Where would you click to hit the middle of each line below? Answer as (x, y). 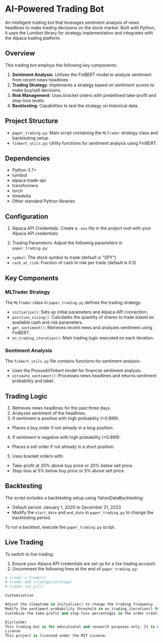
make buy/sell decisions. (37, 90)
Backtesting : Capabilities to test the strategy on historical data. (75, 105)
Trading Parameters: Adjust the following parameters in (67, 243)
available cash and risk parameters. (48, 322)
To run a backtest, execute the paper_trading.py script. (60, 527)
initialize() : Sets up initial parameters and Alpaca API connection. (80, 312)
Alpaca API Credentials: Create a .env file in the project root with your (81, 228)
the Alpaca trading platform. (33, 38)
